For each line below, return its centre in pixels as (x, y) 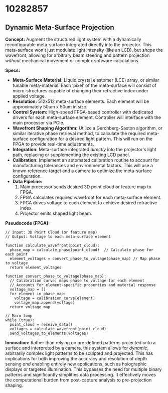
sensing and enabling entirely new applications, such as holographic (76, 364)
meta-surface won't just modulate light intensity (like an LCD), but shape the (84, 50)
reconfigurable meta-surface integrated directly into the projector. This (78, 45)
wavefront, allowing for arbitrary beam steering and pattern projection (77, 55)
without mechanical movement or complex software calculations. (72, 60)
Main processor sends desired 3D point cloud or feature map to (86, 187)
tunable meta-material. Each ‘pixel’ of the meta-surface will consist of (84, 85)
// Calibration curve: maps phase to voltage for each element (77, 281)
